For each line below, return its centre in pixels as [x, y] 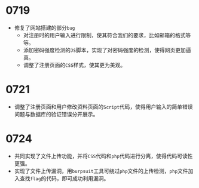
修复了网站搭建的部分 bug [45, 27]
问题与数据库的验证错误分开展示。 [56, 114]
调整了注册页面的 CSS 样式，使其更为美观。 [74, 65]
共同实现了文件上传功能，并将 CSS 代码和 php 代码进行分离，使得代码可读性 [103, 156]
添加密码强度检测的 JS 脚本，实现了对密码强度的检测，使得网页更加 [104, 50]
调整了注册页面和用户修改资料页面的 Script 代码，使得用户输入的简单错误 [103, 107]
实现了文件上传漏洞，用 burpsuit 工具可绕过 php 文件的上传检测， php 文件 [101, 171]
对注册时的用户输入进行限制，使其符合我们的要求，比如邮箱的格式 [104, 35]
